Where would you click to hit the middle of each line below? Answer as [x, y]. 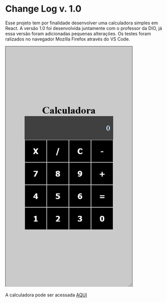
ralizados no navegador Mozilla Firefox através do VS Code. [68, 39]
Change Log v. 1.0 [44, 9]
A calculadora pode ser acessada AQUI [46, 295]
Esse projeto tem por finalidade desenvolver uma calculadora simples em [82, 23]
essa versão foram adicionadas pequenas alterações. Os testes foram [78, 33]
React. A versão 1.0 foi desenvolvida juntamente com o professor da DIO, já [84, 28]
